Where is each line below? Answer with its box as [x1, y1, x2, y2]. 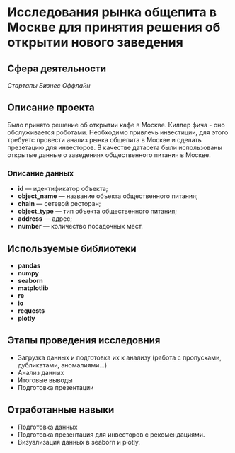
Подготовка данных [17, 423, 78, 431]
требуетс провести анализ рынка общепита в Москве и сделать [7, 135, 202, 144]
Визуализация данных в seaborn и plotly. [17, 437, 140, 446]
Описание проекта [7, 102, 95, 114]
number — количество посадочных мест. [17, 222, 144, 231]
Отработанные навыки [7, 404, 115, 416]
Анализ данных [17, 368, 64, 377]
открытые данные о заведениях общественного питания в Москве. [7, 150, 211, 159]
